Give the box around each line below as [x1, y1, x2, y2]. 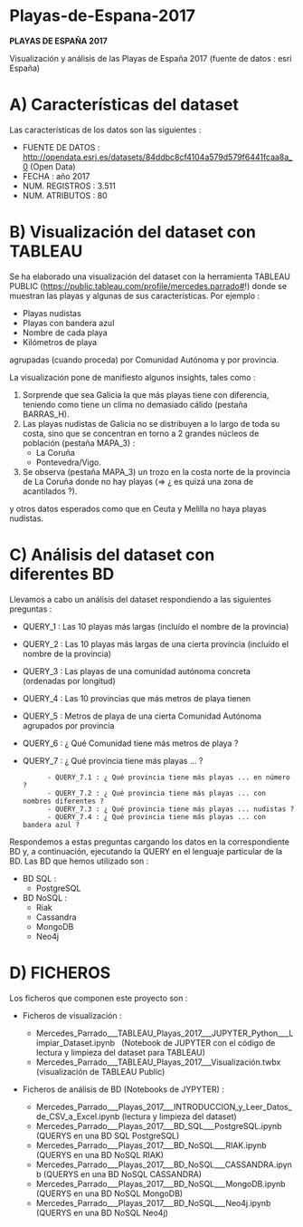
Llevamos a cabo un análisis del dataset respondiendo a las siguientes [9, 594, 271, 604]
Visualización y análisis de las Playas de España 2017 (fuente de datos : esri [9, 53, 292, 63]
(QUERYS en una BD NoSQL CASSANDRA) [43, 1168, 202, 1179]
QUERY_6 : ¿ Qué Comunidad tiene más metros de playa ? [22, 738, 239, 749]
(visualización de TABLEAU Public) [35, 1066, 166, 1077]
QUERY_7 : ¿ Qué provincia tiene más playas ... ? [22, 755, 204, 766]
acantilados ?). [22, 486, 78, 497]
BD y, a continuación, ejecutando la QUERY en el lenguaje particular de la [9, 845, 283, 856]
